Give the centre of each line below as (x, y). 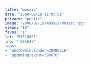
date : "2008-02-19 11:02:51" (35, 14)
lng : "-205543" (20, 42)
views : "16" (17, 28)
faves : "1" (16, 32)
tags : (10, 46)
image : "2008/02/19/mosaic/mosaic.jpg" (45, 23)
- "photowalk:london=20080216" (37, 50)
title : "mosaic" (21, 10)
